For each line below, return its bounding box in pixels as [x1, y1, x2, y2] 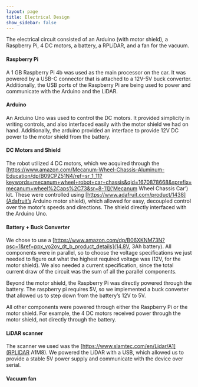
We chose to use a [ [6, 237, 55, 244]
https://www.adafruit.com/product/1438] [87, 191, 186, 198]
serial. [6, 362, 21, 369]
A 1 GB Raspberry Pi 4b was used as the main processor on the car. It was [6, 69, 186, 76]
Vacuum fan [6, 375, 37, 382]
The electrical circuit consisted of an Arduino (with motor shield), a [6, 36, 169, 43]
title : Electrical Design [6, 14, 70, 20]
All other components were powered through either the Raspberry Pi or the [6, 304, 188, 311]
